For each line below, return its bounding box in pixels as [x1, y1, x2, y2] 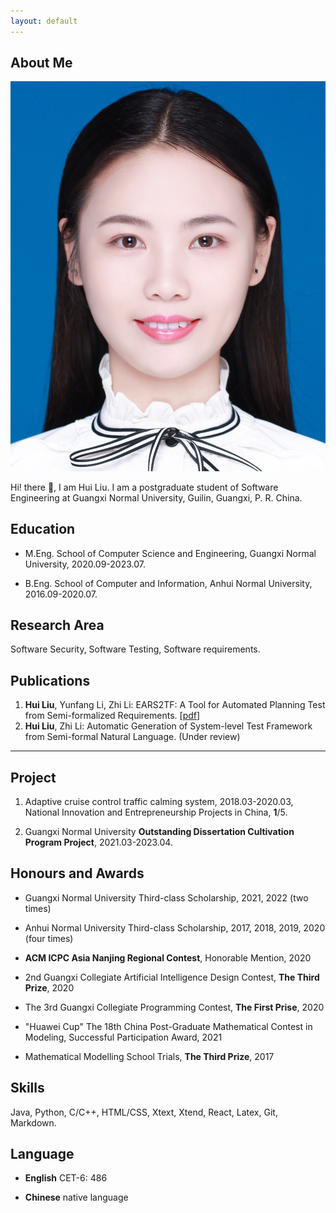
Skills [10, 1080, 45, 1097]
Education [10, 521, 76, 538]
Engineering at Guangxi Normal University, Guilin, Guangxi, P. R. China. [10, 491, 303, 504]
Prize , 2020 [24, 981, 75, 994]
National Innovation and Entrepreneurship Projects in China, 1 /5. [24, 806, 288, 818]
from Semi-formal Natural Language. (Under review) [24, 731, 241, 743]
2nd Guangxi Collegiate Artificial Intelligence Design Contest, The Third [24, 971, 320, 983]
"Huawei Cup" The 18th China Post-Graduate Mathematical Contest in [24, 1020, 313, 1032]
